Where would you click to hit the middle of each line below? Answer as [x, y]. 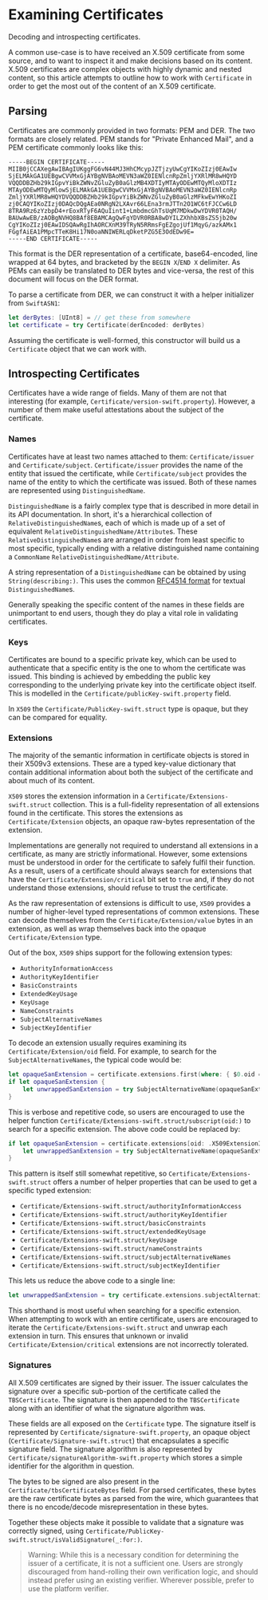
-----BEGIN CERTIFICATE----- [57, 162]
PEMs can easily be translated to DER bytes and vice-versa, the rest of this [131, 270]
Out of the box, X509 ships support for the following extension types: [120, 953]
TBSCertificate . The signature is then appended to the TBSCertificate [124, 1399]
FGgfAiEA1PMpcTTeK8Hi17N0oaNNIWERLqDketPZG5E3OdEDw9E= [101, 232]
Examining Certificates [86, 15]
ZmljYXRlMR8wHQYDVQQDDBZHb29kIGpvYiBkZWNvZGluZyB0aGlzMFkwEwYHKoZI [123, 197]
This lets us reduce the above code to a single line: [92, 1281]
